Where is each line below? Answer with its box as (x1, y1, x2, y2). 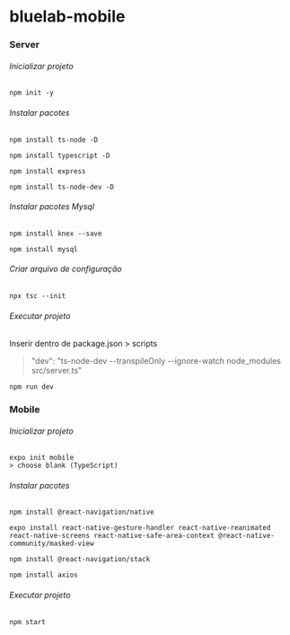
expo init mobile (9, 454, 75, 463)
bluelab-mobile (9, 6, 126, 27)
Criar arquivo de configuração (9, 263, 123, 275)
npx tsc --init (9, 291, 66, 300)
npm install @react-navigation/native (9, 507, 154, 517)
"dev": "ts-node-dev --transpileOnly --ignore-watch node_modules (31, 356, 281, 366)
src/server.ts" (31, 366, 83, 376)
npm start (9, 617, 47, 626)
